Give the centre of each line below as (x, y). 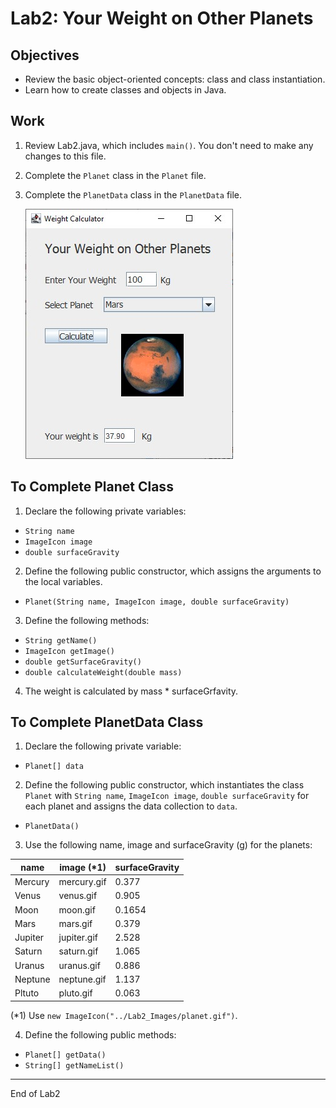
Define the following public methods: (100, 1034)
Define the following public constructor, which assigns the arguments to (173, 571)
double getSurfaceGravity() (83, 662)
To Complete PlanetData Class (107, 722)
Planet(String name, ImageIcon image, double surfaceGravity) (157, 602)
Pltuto (27, 993)
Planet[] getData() (65, 1055)
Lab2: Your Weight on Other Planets (162, 18)
